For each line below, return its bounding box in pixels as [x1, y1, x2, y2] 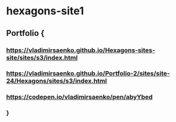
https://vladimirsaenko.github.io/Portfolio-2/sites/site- [6, 69, 170, 78]
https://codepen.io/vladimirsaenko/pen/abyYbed [6, 93, 153, 101]
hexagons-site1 [6, 4, 85, 18]
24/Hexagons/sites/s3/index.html [6, 77, 107, 85]
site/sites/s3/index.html [6, 53, 78, 62]
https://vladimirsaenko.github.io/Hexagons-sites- [6, 46, 156, 54]
